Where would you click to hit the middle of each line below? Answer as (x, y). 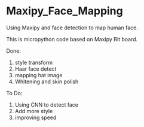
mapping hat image (39, 75)
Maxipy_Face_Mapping (65, 11)
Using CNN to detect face (47, 105)
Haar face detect (36, 69)
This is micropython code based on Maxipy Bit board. (72, 39)
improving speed (36, 117)
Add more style (34, 111)
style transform (33, 62)
